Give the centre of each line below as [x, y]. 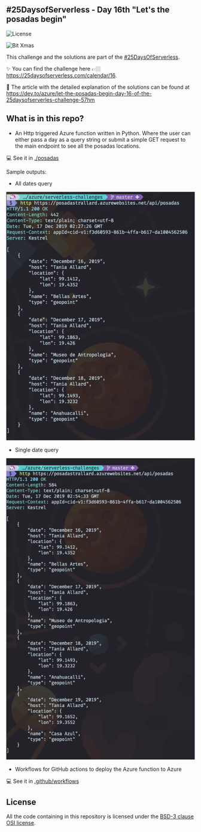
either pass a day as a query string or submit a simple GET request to [100, 139]
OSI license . [21, 823]
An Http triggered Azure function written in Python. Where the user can [103, 133]
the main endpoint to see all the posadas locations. [77, 146]
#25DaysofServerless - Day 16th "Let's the [88, 10]
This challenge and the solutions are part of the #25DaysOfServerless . [93, 57]
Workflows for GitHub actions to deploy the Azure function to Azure [98, 769]
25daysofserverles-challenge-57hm [51, 100]
